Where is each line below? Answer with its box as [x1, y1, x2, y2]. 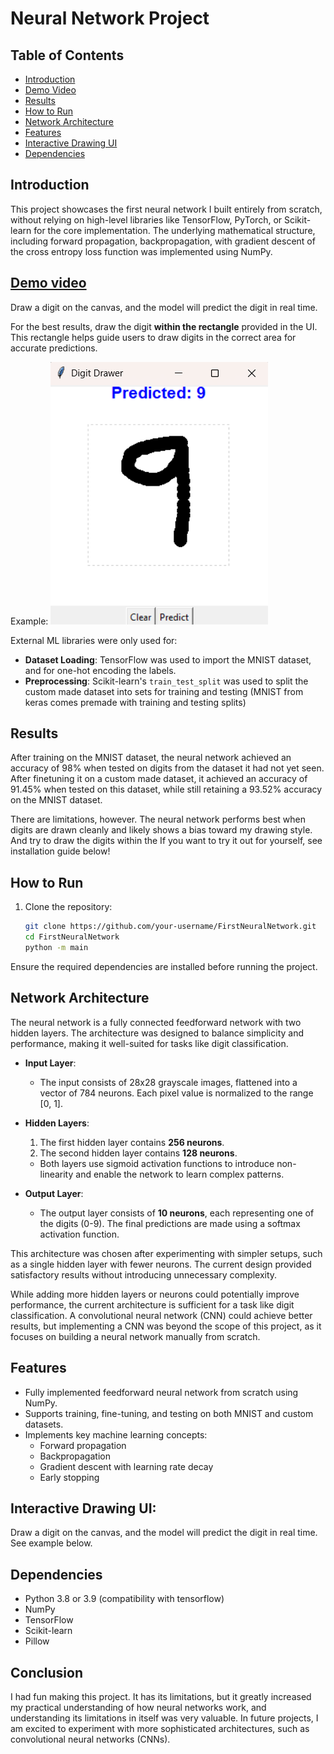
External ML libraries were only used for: [10, 634, 178, 646]
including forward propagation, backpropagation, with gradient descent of [10, 235, 316, 247]
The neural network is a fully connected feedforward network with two [10, 1016, 302, 1028]
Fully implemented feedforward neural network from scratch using [24, 1386, 299, 1398]
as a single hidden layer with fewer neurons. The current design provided [10, 1258, 312, 1270]
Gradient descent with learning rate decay [39, 1460, 214, 1472]
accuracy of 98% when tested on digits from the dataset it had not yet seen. [10, 762, 325, 774]
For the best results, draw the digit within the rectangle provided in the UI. [10, 320, 318, 332]
